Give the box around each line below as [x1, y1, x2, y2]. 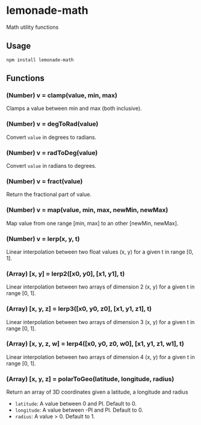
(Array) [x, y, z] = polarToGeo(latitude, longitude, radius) [6, 375, 175, 383]
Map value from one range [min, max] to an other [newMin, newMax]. [6, 219, 179, 227]
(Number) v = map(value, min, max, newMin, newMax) [6, 206, 169, 214]
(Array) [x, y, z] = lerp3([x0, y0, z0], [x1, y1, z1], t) [6, 305, 152, 313]
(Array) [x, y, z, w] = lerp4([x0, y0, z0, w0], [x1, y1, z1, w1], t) [6, 340, 185, 348]
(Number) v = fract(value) [6, 177, 83, 185]
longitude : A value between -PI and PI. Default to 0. [14, 406, 143, 414]
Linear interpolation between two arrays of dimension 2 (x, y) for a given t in [6, 283, 195, 290]
